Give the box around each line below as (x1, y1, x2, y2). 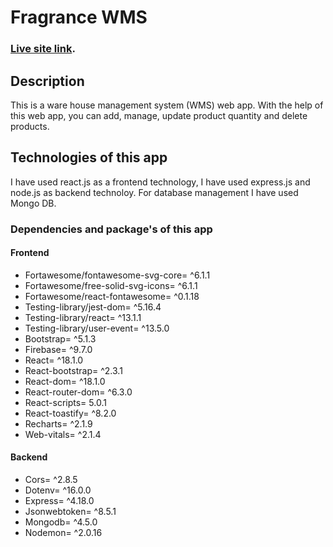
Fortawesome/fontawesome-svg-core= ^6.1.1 (24, 269, 211, 281)
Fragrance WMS (10, 6, 148, 29)
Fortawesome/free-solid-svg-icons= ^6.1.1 (24, 279, 198, 291)
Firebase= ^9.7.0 (24, 343, 93, 355)
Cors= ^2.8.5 (24, 474, 78, 486)
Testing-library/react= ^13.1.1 (24, 311, 142, 323)
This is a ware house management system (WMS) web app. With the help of (10, 99, 324, 111)
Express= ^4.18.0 (24, 495, 95, 507)
